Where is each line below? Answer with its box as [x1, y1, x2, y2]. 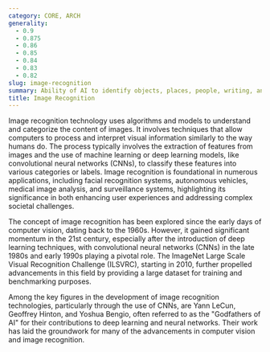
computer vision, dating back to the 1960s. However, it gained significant [8, 226, 250, 235]
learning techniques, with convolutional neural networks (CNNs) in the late [8, 243, 255, 252]
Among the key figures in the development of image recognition [8, 293, 219, 302]
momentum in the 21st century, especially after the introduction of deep [8, 234, 245, 244]
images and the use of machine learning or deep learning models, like [8, 150, 239, 160]
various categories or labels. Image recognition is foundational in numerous [8, 167, 259, 177]
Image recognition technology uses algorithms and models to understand [8, 116, 252, 125]
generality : [8, 19, 48, 27]
